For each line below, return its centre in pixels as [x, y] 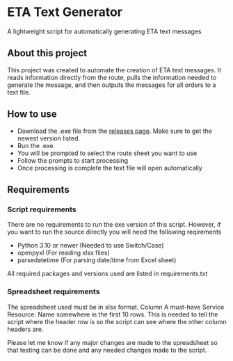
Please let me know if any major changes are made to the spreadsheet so [112, 342]
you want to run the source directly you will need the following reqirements [114, 232]
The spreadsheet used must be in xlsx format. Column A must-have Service [116, 307]
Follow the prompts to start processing [73, 160]
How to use [32, 114]
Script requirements [42, 209]
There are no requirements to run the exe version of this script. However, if [114, 225]
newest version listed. [49, 138]
